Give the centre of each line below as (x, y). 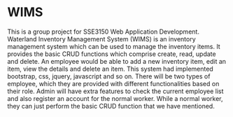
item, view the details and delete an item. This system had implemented (110, 69)
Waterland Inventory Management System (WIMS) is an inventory (101, 39)
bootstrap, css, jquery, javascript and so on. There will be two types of (109, 76)
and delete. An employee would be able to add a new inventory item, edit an (116, 61)
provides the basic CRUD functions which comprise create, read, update (112, 54)
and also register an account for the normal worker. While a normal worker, (115, 98)
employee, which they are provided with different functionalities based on (113, 83)
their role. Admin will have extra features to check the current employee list (115, 91)
